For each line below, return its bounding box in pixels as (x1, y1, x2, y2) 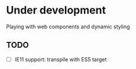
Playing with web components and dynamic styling (6, 23, 130, 30)
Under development (6, 4, 106, 17)
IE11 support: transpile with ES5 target (14, 55, 107, 63)
